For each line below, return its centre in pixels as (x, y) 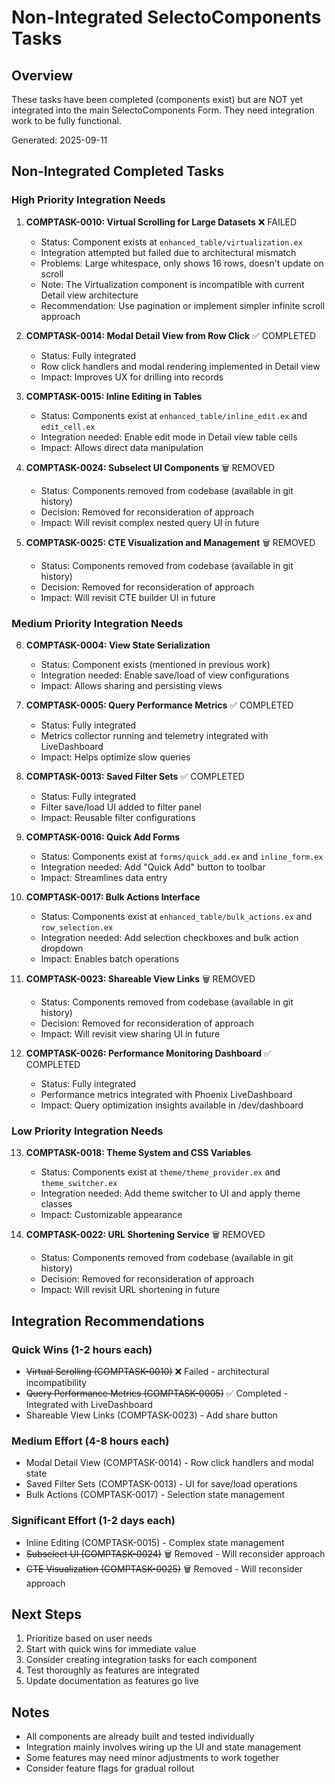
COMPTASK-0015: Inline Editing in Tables (114, 396)
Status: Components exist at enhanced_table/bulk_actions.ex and (176, 916)
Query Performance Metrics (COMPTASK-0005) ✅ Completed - (157, 1393)
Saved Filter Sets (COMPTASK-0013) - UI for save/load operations (161, 1484)
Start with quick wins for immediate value (111, 1649)
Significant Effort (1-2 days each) (93, 1521)
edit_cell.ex (68, 427)
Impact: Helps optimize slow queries (115, 757)
